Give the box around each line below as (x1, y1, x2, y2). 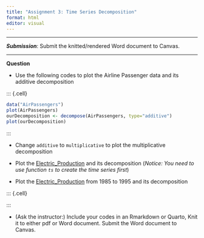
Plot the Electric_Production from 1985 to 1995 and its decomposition (15, 177, 188, 185)
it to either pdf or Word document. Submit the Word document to (15, 219, 177, 226)
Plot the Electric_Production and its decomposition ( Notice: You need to (15, 159, 194, 167)
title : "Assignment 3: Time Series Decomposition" (6, 8, 137, 15)
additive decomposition (15, 78, 74, 86)
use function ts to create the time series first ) (15, 166, 129, 173)
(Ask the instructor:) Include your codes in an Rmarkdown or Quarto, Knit (15, 213, 198, 220)
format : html (6, 15, 39, 21)
